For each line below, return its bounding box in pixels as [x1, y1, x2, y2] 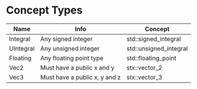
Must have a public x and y [40, 63, 115, 71]
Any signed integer [40, 35, 93, 43]
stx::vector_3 [126, 73, 163, 81]
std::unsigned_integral [126, 44, 188, 52]
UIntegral [9, 44, 35, 52]
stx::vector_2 [126, 63, 163, 71]
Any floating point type [40, 54, 104, 62]
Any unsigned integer [40, 44, 100, 52]
